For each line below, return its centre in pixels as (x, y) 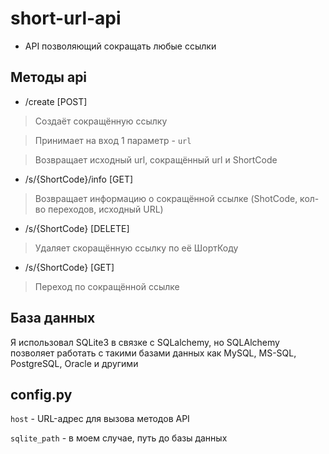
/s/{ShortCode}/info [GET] (79, 179)
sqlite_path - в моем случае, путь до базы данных (119, 438)
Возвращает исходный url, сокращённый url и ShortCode (156, 159)
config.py (41, 394)
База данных (53, 318)
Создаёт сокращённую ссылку (101, 121)
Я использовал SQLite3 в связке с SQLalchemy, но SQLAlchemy (145, 342)
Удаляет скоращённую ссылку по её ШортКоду (136, 248)
